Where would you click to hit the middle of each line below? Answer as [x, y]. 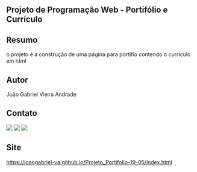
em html [16, 61]
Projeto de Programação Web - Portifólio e [87, 10]
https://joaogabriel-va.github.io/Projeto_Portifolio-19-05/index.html [89, 162]
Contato [22, 113]
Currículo [24, 20]
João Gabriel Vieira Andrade [41, 94]
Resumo [22, 40]
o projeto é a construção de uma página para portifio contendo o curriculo [98, 54]
